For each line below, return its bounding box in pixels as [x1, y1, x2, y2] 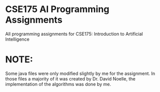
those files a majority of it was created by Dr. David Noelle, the [5, 75, 136, 81]
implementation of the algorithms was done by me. [5, 81, 111, 87]
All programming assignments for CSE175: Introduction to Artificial [5, 31, 143, 37]
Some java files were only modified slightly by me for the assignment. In [5, 70, 155, 76]
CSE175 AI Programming [5, 4, 110, 15]
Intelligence [5, 36, 29, 42]
